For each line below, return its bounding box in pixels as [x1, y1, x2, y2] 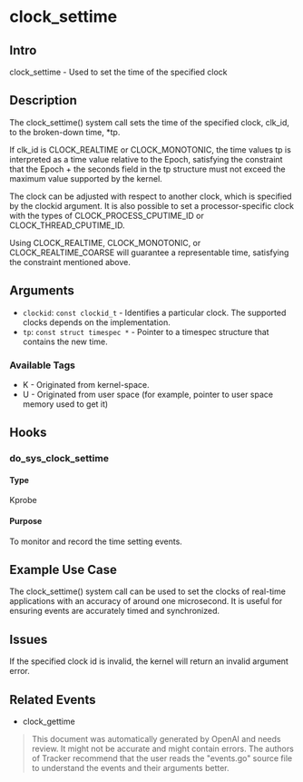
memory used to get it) [22, 398, 109, 410]
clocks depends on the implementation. [22, 316, 171, 328]
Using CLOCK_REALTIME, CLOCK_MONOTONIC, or [9, 237, 201, 248]
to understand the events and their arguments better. [31, 763, 230, 774]
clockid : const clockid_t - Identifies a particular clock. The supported [22, 307, 287, 318]
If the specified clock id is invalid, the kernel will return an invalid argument [9, 656, 288, 667]
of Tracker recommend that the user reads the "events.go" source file [31, 753, 293, 764]
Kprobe [9, 495, 38, 506]
